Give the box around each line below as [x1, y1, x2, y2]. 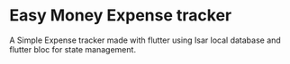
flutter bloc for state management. [9, 44, 137, 54]
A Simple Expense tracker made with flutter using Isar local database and [9, 35, 281, 45]
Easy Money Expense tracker [9, 5, 232, 26]
